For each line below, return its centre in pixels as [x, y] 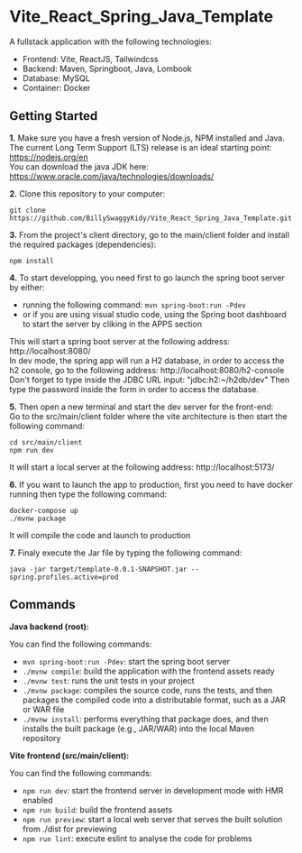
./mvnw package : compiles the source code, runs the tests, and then [147, 690]
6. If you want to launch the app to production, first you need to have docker [151, 484]
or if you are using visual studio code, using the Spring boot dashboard [154, 314]
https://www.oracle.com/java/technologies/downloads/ [112, 176]
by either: [27, 287]
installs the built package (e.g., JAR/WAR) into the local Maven [138, 729]
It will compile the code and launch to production [100, 535]
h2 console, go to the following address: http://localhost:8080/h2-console [147, 370]
